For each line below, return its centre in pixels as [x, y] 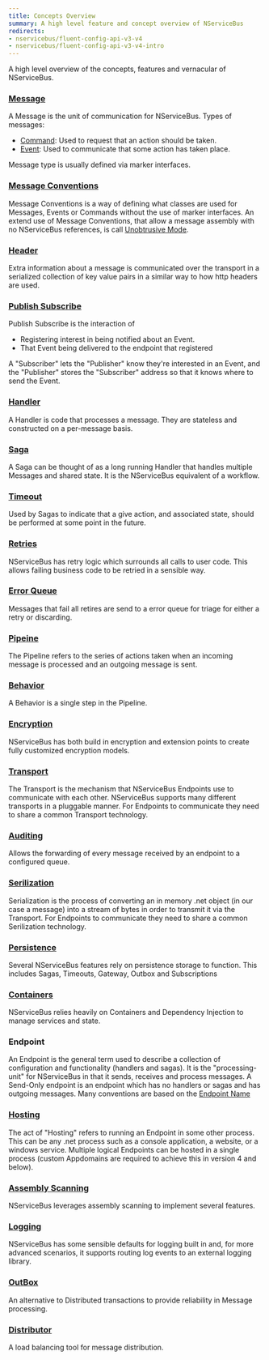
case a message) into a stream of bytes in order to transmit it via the [122, 909]
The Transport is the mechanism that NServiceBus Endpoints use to [121, 789]
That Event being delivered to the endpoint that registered [116, 348]
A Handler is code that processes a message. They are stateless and [122, 420]
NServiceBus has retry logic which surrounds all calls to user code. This [128, 561]
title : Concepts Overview [52, 16]
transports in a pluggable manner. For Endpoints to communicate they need [134, 806]
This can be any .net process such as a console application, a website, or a [133, 1141]
